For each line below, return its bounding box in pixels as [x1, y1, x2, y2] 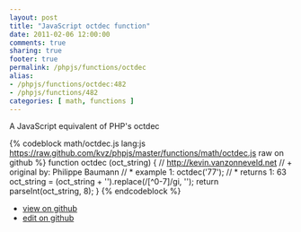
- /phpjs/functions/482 [9, 88, 99, 97]
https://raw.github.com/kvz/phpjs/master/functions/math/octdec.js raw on [9, 148, 285, 159]
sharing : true [9, 47, 63, 56]
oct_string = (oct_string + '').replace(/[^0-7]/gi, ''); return [9, 176, 219, 187]
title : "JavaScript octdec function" [9, 21, 151, 30]
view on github [22, 203, 78, 214]
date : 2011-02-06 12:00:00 [9, 30, 111, 39]
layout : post [9, 13, 58, 22]
